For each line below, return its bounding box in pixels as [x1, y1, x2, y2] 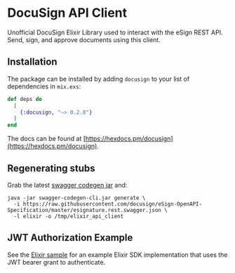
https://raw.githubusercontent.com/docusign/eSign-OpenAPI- [22, 200, 202, 208]
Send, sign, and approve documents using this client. [7, 35, 161, 44]
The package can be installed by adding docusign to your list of [7, 74, 190, 83]
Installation [7, 56, 58, 68]
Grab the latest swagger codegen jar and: [7, 180, 128, 189]
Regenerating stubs [7, 162, 96, 174]
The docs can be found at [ [7, 135, 86, 143]
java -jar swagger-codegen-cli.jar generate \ [7, 194, 146, 201]
